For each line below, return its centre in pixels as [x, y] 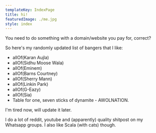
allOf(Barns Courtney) [35, 74]
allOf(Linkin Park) [30, 84]
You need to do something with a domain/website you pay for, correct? [78, 38]
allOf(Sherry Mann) [32, 79]
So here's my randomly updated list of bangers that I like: [64, 48]
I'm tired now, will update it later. [38, 110]
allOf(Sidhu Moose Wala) [38, 63]
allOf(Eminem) [27, 68]
